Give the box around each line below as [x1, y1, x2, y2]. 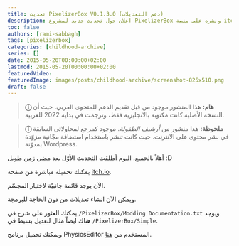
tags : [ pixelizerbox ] [7, 37, 72, 44]
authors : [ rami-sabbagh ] [7, 30, 81, 38]
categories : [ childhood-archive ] [7, 43, 107, 50]
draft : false [7, 83, 46, 90]
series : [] [7, 50, 40, 58]
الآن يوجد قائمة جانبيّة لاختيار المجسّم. [7, 181, 105, 190]
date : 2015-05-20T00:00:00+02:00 [7, 57, 107, 64]
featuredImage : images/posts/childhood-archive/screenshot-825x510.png [7, 76, 224, 84]
